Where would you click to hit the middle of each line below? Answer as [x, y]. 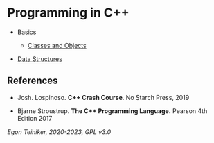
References [33, 81]
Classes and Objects [57, 45]
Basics [27, 32]
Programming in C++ [68, 13]
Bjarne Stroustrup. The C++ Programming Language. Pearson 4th [112, 111]
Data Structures [39, 59]
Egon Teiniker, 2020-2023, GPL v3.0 [59, 132]
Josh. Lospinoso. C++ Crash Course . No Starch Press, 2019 [103, 97]
